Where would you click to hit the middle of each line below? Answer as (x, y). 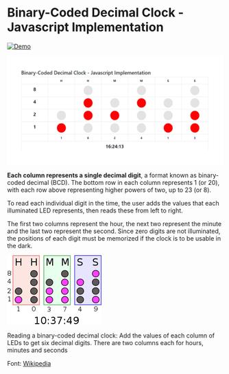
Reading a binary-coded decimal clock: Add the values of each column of (111, 335)
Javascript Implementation (85, 27)
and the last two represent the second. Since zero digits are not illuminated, (114, 231)
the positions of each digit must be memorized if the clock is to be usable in (114, 238)
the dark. (20, 245)
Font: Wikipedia (29, 363)
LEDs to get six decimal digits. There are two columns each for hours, (105, 342)
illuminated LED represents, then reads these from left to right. (95, 210)
